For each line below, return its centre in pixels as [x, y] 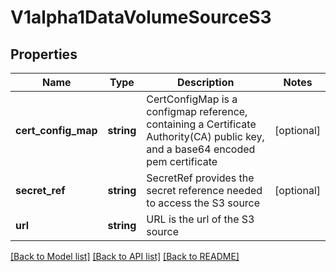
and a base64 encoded [201, 149]
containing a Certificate [201, 124]
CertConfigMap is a [192, 99]
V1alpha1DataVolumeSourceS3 [141, 17]
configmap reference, [197, 111]
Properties [44, 54]
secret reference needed [204, 190]
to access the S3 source [203, 203]
